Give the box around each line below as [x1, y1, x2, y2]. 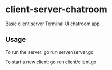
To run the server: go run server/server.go [5, 49, 94, 55]
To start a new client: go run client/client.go [5, 59, 97, 65]
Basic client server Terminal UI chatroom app [5, 20, 100, 27]
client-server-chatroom [5, 4, 108, 15]
